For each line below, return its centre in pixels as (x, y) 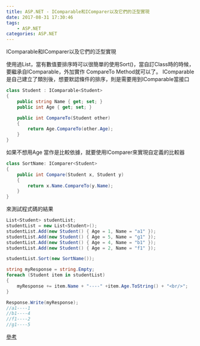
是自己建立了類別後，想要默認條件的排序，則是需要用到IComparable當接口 (98, 79)
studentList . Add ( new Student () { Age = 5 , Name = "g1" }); (81, 237)
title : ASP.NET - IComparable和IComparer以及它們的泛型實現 (78, 12)
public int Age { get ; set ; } (55, 107)
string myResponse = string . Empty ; (50, 270)
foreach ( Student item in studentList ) (56, 275)
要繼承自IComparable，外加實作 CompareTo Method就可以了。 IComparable (100, 72)
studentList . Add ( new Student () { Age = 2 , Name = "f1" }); (81, 248)
